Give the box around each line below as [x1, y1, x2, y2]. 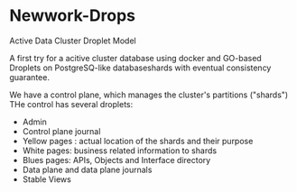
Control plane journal [22, 125, 101, 136]
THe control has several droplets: [9, 98, 134, 109]
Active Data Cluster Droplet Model [9, 35, 137, 46]
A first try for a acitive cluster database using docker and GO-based [9, 52, 262, 63]
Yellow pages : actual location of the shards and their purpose [22, 135, 254, 146]
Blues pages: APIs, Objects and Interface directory [22, 154, 211, 165]
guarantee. [9, 71, 50, 82]
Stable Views [22, 173, 72, 185]
